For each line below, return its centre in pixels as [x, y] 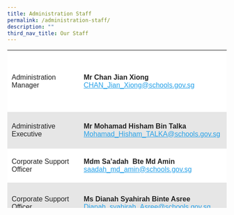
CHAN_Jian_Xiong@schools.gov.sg [139, 85]
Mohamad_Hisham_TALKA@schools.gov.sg [152, 134]
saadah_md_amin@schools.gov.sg [138, 169]
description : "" [31, 27]
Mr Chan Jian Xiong [116, 77]
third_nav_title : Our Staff [48, 33]
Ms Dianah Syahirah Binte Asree [137, 199]
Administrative [33, 126]
